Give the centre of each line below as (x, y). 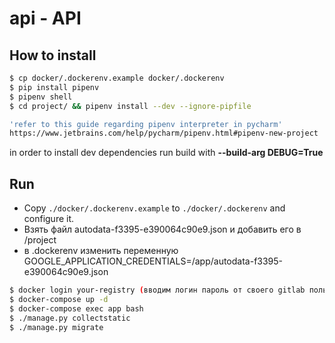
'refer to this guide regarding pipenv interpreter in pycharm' (146, 124)
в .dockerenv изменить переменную (101, 251)
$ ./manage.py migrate (56, 327)
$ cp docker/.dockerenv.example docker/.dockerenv (117, 78)
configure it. (49, 219)
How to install (53, 55)
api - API (45, 18)
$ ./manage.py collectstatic (70, 318)
